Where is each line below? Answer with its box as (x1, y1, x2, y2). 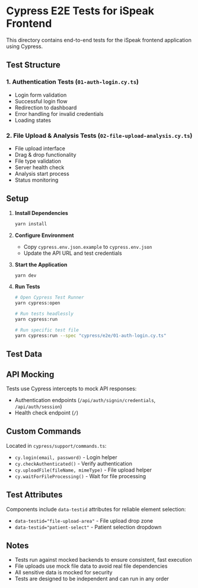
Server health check (14, 163, 65, 170)
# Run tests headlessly (14, 311, 74, 317)
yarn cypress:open (14, 300, 60, 306)
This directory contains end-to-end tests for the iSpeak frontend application (6, 36, 191, 43)
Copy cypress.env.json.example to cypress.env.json (23, 243, 152, 250)
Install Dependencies (14, 209, 68, 216)
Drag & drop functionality (14, 151, 76, 158)
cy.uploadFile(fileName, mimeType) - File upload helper (14, 466, 152, 473)
